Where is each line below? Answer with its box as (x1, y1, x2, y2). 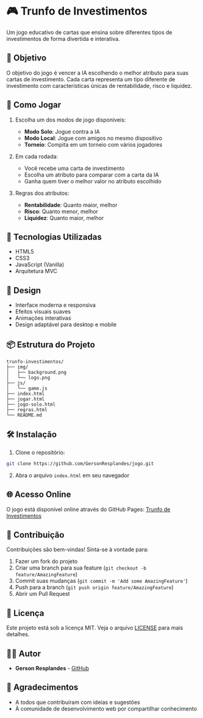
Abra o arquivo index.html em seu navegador (15, 471, 130, 479)
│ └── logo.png (6, 375, 51, 381)
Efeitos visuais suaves (15, 308, 71, 315)
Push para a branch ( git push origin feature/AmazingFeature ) (15, 584, 174, 591)
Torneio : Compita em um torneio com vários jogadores (24, 141, 163, 148)
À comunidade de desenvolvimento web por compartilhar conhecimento (15, 705, 197, 712)
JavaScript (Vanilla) (15, 261, 65, 268)
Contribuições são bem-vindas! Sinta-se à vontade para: (6, 546, 149, 553)
